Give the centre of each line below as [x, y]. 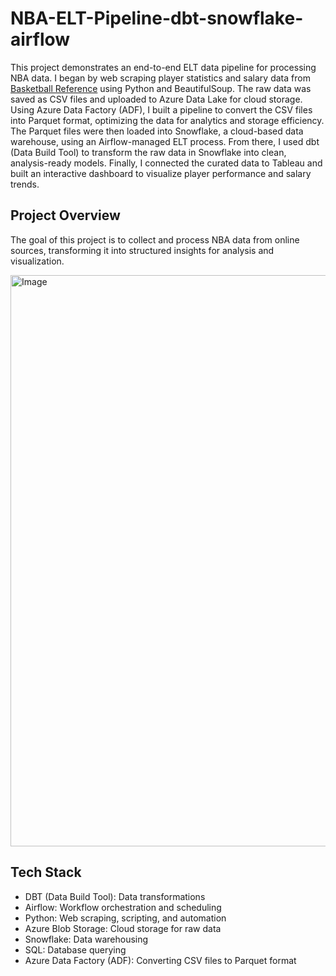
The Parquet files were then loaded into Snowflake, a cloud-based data [157, 131]
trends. [25, 184]
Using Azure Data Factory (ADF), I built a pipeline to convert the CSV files [161, 109]
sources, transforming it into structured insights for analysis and [142, 250]
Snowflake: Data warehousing [86, 939]
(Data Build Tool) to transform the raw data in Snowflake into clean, [148, 152]
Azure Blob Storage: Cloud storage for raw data [123, 928]
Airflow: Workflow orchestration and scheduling [123, 907]
